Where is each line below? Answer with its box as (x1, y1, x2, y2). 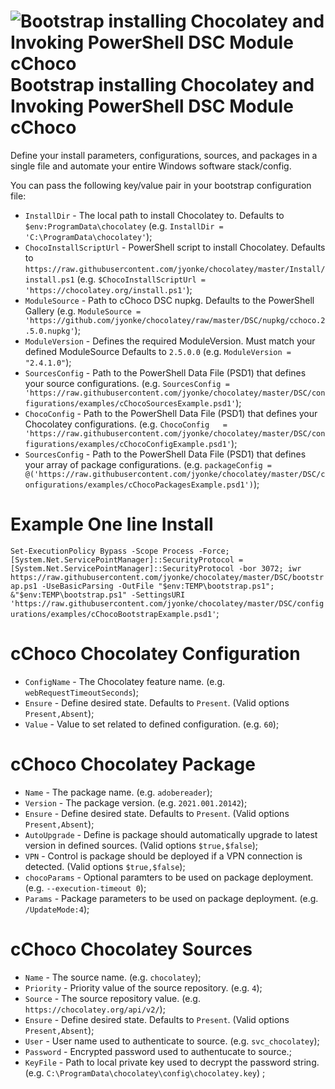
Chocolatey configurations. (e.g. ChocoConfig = (24, 418, 228, 430)
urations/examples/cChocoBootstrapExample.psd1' (10, 609, 217, 619)
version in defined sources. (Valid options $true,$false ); (24, 839, 259, 851)
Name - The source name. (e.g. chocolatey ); (24, 971, 202, 983)
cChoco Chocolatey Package (10, 753, 256, 775)
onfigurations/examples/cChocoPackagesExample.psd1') (24, 480, 254, 490)
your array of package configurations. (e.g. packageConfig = (24, 458, 272, 470)
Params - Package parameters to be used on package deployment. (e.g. (24, 892, 319, 904)
